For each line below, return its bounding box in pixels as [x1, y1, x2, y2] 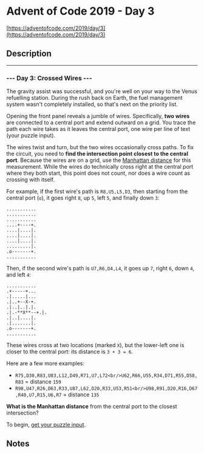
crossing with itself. [6, 176, 55, 183]
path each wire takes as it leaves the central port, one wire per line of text [6, 125, 191, 133]
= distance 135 [63, 391, 100, 398]
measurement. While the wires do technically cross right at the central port [6, 163, 194, 170]
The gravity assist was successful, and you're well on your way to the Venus [6, 88, 197, 95]
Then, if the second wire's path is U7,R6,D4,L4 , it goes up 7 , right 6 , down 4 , [6, 265, 195, 272]
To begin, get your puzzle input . [6, 421, 86, 429]
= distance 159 [25, 378, 62, 385]
